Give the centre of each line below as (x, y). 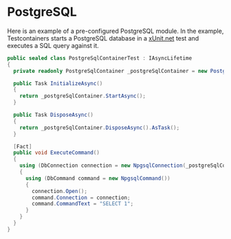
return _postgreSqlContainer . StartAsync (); (83, 96)
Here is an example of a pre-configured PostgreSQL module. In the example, (115, 31)
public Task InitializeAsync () (58, 83)
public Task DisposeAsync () (54, 115)
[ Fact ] (23, 146)
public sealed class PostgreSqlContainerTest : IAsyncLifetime (100, 58)
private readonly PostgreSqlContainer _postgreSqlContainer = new (110, 71)
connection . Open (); (60, 191)
